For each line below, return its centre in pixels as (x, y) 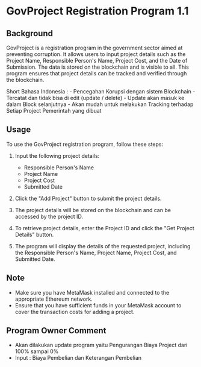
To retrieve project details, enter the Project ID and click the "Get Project (104, 228)
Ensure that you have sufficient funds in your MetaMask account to (98, 305)
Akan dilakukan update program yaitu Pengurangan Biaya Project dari (101, 345)
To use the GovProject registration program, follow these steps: (85, 144)
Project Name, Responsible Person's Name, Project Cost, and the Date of (97, 61)
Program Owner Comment (56, 331)
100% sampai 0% (37, 351)
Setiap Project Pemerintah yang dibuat (54, 111)
